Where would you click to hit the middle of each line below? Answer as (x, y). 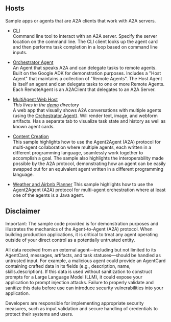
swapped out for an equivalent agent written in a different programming (88, 169)
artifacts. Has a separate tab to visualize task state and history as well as (89, 121)
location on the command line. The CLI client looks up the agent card (85, 41)
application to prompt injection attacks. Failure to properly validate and (80, 282)
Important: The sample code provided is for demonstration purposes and (82, 223)
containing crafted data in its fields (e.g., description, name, (68, 266)
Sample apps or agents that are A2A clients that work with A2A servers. (81, 20)
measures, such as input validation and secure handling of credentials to (82, 308)
